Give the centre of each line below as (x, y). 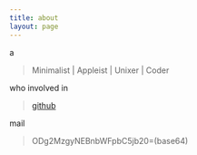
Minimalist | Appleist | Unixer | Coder (100, 70)
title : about (34, 18)
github (44, 105)
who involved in (39, 88)
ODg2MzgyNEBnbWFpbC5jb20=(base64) (110, 140)
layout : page (34, 26)
